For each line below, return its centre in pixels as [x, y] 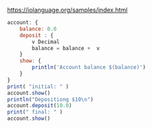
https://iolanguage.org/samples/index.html [67, 10]
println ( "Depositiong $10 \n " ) [51, 99]
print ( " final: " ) [35, 112]
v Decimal [46, 42]
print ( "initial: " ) [38, 86]
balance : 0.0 [38, 29]
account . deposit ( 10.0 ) [40, 106]
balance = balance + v [66, 48]
